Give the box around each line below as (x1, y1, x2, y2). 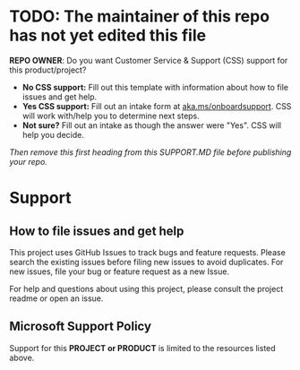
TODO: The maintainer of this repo (9, 6, 270, 27)
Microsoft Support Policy (9, 319, 152, 334)
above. (9, 352, 35, 363)
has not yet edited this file (9, 25, 207, 46)
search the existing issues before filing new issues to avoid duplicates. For (9, 256, 284, 267)
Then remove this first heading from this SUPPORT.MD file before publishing (9, 146, 292, 158)
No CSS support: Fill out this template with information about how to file (21, 82, 289, 92)
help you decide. (21, 129, 85, 140)
